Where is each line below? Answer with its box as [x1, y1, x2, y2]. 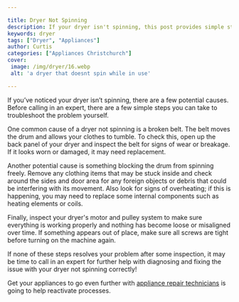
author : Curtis [7, 44, 53, 51]
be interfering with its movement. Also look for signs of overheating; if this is [7, 183, 231, 193]
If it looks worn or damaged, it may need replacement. [7, 147, 166, 156]
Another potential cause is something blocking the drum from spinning [7, 161, 214, 170]
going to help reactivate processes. [7, 286, 112, 295]
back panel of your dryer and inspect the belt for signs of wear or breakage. [7, 140, 230, 149]
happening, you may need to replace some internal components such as [7, 191, 219, 200]
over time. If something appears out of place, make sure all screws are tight [7, 228, 229, 236]
